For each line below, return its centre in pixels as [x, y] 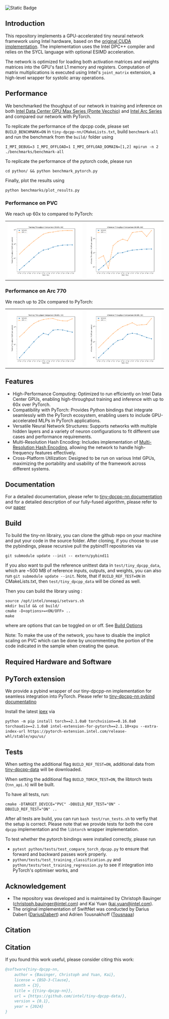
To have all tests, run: [27, 795]
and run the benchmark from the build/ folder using [59, 137]
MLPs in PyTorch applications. [70, 421]
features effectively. [56, 453]
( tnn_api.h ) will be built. [30, 785]
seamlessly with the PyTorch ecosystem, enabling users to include [81, 415]
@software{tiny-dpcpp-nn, [32, 970]
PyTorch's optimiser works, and [45, 870]
